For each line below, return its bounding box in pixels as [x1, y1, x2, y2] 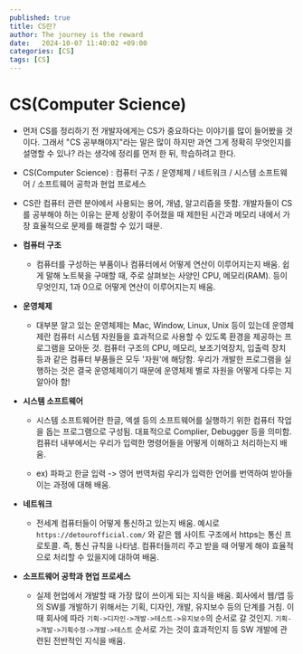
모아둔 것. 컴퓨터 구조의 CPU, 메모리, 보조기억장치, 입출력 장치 [67, 342, 287, 353]
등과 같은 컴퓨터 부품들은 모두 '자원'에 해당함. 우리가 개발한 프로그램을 [35, 354, 282, 365]
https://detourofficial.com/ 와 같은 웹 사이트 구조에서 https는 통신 [35, 528, 283, 539]
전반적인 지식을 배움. [52, 635, 127, 646]
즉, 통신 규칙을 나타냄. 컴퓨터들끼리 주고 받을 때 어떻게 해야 [62, 540, 270, 551]
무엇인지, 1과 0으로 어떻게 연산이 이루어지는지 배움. [35, 281, 216, 292]
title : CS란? [9, 22, 57, 31]
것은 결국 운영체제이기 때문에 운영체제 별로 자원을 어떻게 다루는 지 [60, 365, 292, 375]
